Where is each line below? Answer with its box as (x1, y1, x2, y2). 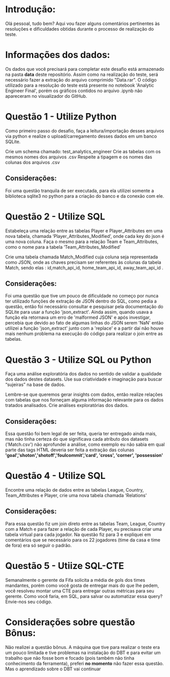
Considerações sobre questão (5, 616, 135, 628)
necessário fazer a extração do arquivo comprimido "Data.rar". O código (5, 76, 157, 83)
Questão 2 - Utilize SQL (5, 210, 106, 222)
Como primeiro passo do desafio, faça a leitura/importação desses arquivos (5, 127, 164, 133)
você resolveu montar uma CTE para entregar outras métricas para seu (5, 587, 154, 594)
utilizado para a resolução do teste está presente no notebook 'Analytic (5, 82, 154, 88)
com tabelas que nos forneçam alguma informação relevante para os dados (5, 397, 164, 403)
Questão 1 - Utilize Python (5, 111, 117, 123)
